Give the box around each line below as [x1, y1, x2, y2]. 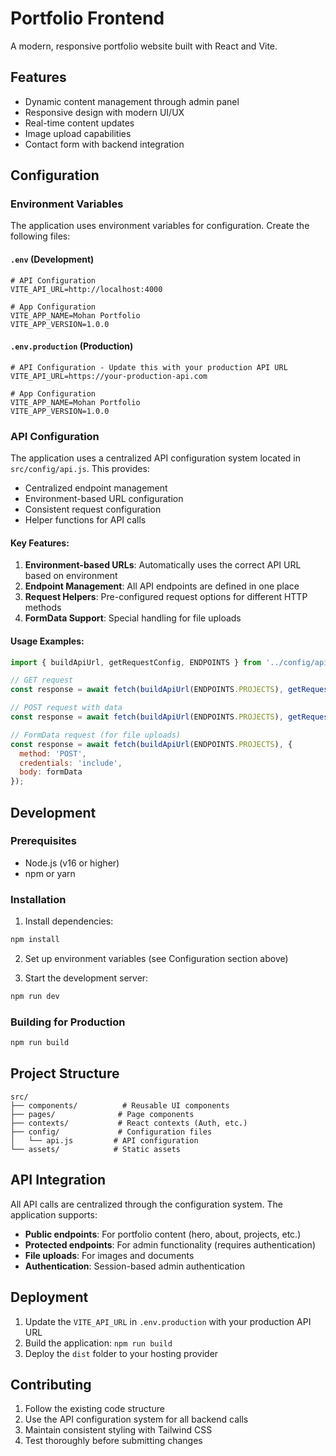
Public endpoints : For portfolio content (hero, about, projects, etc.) [24, 1228, 302, 1240]
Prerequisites [10, 834, 77, 848]
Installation [10, 892, 67, 906]
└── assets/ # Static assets [10, 1144, 182, 1154]
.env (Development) [10, 253, 95, 266]
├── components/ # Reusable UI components [10, 1100, 230, 1111]
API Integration [10, 1172, 107, 1189]
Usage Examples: [10, 635, 85, 647]
